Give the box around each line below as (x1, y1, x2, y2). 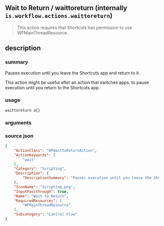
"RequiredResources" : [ (14, 198, 62, 203)
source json (5, 132, 34, 139)
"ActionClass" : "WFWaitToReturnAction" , (14, 148, 97, 153)
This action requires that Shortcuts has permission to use (17, 25, 132, 30)
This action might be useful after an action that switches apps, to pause (5, 79, 149, 85)
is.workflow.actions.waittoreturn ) (5, 12, 113, 20)
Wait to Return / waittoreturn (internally (5, 4, 127, 12)
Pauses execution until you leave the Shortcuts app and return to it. (5, 70, 140, 75)
